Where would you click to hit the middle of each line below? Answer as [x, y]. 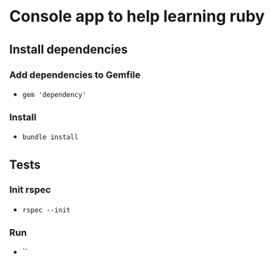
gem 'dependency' [54, 95]
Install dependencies [68, 49]
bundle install [50, 137]
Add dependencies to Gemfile [75, 75]
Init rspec [30, 190]
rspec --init [46, 210]
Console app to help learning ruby [137, 16]
